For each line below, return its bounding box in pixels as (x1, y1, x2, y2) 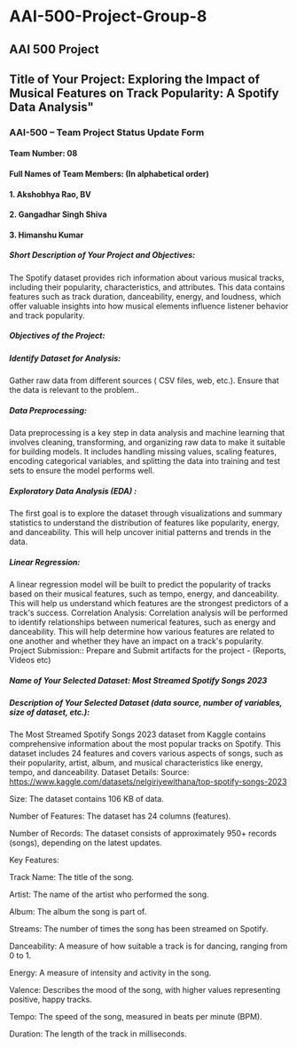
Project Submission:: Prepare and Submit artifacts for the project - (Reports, (9, 645, 286, 656)
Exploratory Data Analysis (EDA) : (9, 485, 137, 496)
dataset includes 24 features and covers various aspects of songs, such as (9, 748, 284, 759)
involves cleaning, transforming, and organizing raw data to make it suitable (9, 437, 286, 448)
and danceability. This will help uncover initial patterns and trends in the (9, 527, 272, 538)
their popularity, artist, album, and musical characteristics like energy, (9, 757, 263, 768)
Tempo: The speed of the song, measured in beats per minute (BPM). (9, 1012, 263, 1022)
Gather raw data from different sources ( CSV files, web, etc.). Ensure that (9, 375, 279, 386)
